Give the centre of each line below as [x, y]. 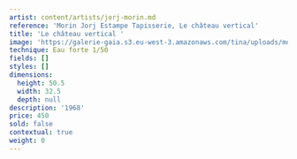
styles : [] [29, 67]
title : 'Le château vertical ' [67, 34]
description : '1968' [47, 108]
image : [21, 42]
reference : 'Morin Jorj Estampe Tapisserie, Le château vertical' [134, 26]
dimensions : [31, 75]
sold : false [31, 125]
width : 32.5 [39, 91]
